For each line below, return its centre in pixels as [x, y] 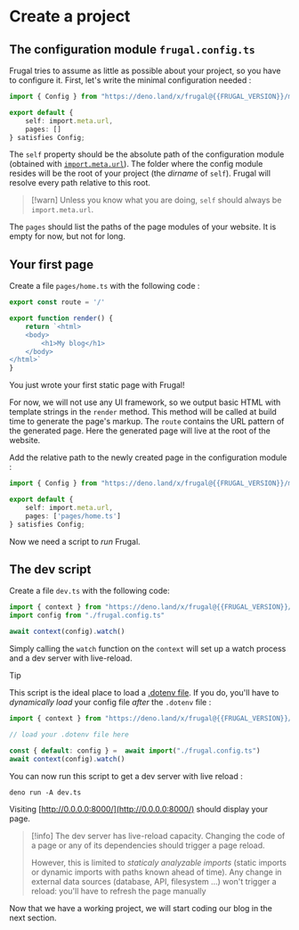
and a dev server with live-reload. [71, 658]
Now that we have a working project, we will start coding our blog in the [141, 908]
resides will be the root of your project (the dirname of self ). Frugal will [140, 173]
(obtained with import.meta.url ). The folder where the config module [136, 164]
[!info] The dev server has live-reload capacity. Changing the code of [158, 835]
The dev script [50, 569]
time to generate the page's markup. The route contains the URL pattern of [147, 422]
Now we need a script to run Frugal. [75, 541]
